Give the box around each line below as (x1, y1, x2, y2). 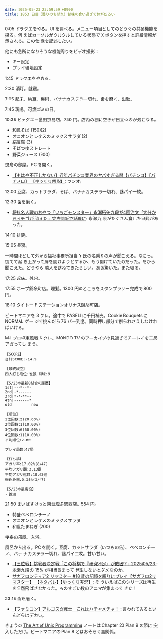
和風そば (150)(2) (12, 127, 47, 133)
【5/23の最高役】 (5, 486, 36, 492)
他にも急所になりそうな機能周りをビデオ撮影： (5, 48, 99, 54)
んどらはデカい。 (12, 612, 47, 618)
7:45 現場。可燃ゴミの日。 (5, 106, 58, 112)
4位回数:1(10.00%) (5, 432, 41, 437)
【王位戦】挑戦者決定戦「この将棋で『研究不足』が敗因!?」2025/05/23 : (12, 560, 158, 566)
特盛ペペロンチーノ (12, 511, 51, 517)
